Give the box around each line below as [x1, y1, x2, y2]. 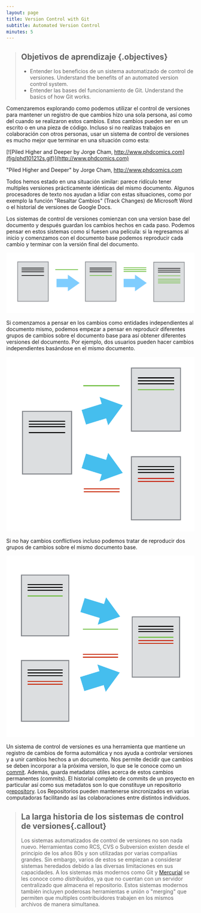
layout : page [6, 10, 39, 16]
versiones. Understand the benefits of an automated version [29, 74, 178, 81]
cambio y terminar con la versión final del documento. [6, 241, 139, 248]
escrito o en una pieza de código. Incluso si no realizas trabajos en [6, 124, 171, 132]
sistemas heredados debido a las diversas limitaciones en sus [20, 863, 173, 870]
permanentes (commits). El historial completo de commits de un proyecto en [6, 775, 194, 782]
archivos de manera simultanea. [20, 901, 100, 908]
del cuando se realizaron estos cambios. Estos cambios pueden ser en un [6, 118, 188, 125]
